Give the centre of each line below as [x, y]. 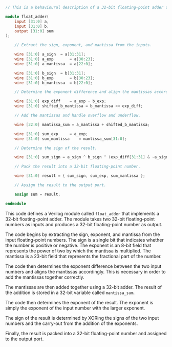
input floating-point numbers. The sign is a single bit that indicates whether [84, 240]
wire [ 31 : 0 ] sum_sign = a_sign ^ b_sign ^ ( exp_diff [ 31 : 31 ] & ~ [84, 157]
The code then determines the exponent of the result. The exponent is [79, 302]
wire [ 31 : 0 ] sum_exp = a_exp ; [51, 134]
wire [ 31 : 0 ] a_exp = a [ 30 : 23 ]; [55, 59]
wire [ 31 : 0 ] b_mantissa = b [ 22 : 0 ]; [54, 83]
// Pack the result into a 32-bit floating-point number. [78, 167]
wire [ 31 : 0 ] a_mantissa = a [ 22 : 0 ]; [54, 64]
